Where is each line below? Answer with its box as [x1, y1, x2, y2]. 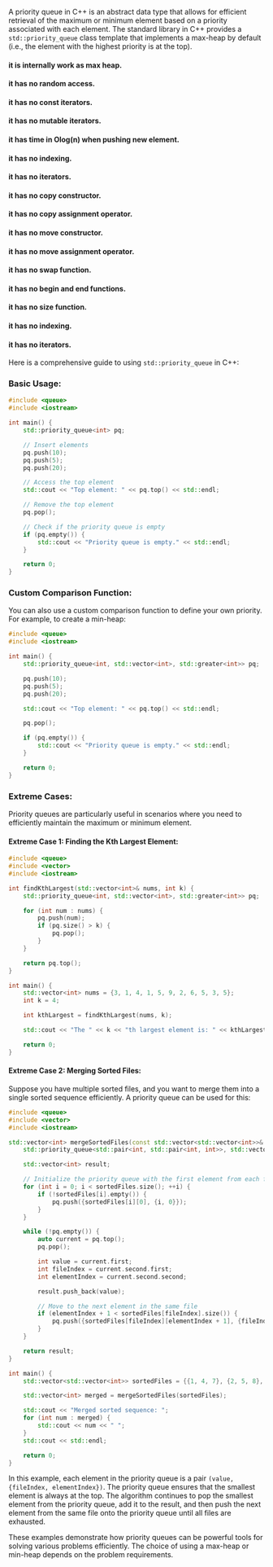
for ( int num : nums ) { [23, 906, 104, 915]
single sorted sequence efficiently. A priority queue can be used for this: [8, 1092, 251, 1102]
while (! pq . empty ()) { [23, 1227, 100, 1236]
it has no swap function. [8, 265, 92, 275]
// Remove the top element [23, 501, 115, 509]
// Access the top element [23, 478, 115, 487]
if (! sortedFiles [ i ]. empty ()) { [37, 1190, 148, 1198]
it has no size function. [8, 302, 88, 312]
